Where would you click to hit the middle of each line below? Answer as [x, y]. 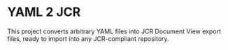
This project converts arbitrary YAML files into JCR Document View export [114, 31]
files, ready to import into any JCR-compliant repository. [88, 38]
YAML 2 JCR [44, 12]
